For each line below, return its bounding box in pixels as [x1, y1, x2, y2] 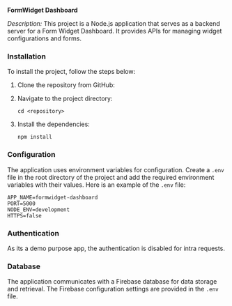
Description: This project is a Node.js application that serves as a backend [7, 20, 221, 27]
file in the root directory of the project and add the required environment [7, 173, 215, 181]
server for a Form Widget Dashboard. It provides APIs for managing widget [7, 27, 222, 35]
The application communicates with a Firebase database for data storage [7, 277, 217, 286]
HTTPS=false [7, 212, 42, 219]
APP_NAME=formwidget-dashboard [7, 194, 98, 201]
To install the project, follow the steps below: [7, 68, 136, 76]
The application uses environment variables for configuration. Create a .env [7, 165, 224, 174]
